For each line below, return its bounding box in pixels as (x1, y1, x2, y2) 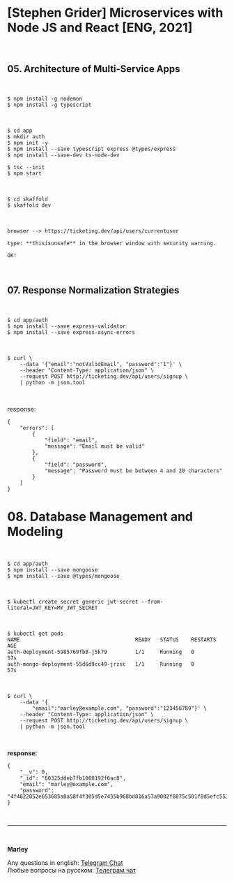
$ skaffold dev (7, 201, 52, 209)
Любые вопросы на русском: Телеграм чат (7, 866, 136, 874)
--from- (141, 598, 164, 605)
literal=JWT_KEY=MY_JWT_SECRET (7, 604, 98, 611)
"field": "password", (44, 461, 108, 468)
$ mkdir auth (7, 133, 45, 140)
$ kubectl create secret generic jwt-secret (7, 598, 139, 605)
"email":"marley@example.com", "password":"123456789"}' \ (32, 704, 208, 712)
